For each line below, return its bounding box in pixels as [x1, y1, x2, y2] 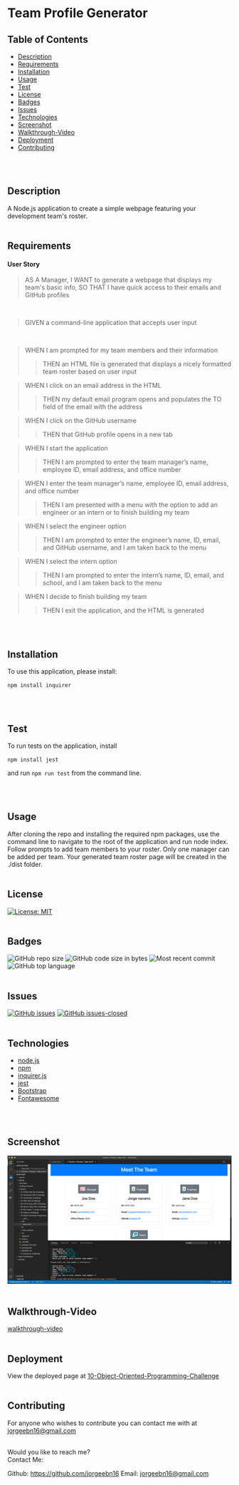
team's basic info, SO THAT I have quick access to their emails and [24, 283, 222, 292]
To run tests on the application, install [7, 741, 117, 750]
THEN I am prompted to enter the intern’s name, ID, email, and [42, 571, 224, 580]
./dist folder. [7, 860, 43, 868]
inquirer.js [17, 1072, 48, 1080]
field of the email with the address [42, 403, 143, 411]
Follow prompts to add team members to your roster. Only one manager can [7, 845, 230, 853]
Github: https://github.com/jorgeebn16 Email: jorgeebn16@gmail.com [7, 1469, 209, 1477]
